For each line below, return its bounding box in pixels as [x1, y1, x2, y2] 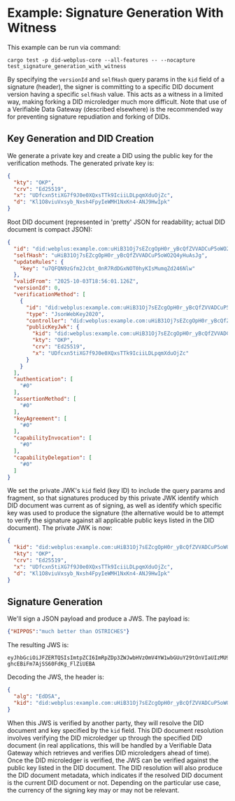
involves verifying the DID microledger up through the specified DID [7, 734, 203, 742]
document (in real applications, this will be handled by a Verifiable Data [7, 741, 212, 749]
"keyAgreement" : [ [13, 415, 68, 422]
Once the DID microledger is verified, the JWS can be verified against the [7, 756, 219, 764]
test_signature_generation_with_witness [7, 62, 127, 69]
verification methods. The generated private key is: [7, 159, 155, 167]
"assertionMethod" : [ [13, 395, 77, 402]
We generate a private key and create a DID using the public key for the [7, 151, 213, 159]
